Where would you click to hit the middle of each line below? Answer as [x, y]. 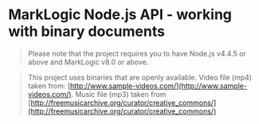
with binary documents [87, 31]
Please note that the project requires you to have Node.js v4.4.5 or [137, 53]
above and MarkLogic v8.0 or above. [88, 62]
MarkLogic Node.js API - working [120, 15]
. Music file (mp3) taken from [119, 94]
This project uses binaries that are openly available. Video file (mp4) [140, 77]
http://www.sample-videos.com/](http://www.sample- [159, 86]
